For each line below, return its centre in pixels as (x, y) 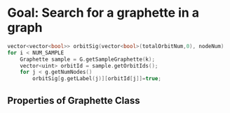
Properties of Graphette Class (74, 100)
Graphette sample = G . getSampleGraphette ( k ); (88, 59)
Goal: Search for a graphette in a (103, 13)
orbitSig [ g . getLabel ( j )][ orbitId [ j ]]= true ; (97, 79)
